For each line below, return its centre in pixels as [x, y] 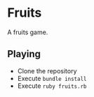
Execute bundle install [52, 78]
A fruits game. [28, 32]
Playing [24, 54]
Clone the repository [47, 70]
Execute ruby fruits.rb [52, 86]
